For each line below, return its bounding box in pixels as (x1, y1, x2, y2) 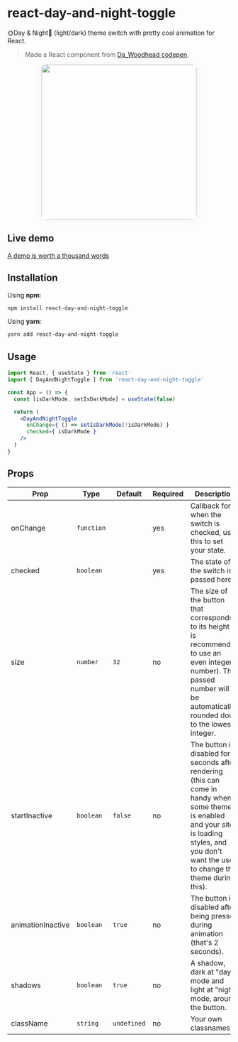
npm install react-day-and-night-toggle (7, 304, 129, 312)
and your (190, 819, 220, 829)
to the (190, 719, 210, 729)
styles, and (190, 837, 227, 847)
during (190, 920, 212, 930)
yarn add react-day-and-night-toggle (7, 331, 119, 338)
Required (152, 489, 184, 499)
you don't (190, 846, 222, 856)
